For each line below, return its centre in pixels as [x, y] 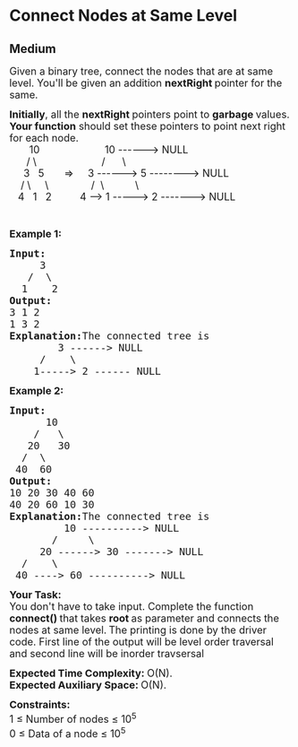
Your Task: [35, 595]
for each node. [44, 138]
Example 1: [36, 234]
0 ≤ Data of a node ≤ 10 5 [68, 732]
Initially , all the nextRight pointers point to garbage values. [149, 115]
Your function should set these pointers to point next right [148, 126]
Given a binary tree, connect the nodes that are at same [141, 71]
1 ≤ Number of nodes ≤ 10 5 [73, 718]
